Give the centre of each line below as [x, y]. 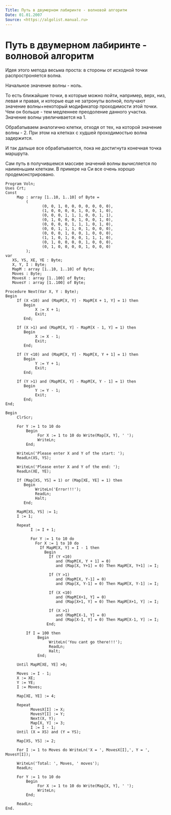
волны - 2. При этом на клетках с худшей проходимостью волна [76, 133]
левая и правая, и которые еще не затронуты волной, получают [76, 101]
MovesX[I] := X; [48, 710]
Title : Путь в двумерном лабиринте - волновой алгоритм [66, 10]
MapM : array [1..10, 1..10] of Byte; [54, 269]
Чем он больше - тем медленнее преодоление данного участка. [76, 112]
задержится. [19, 138]
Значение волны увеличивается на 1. [46, 117]
